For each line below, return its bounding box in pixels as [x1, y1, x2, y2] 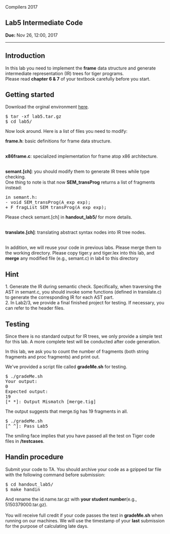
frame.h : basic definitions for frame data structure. [5, 138, 112, 144]
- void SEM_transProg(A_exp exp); [5, 199, 91, 205]
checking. [5, 174, 26, 180]
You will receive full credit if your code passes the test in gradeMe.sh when [5, 512, 163, 518]
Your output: [5, 379, 38, 384]
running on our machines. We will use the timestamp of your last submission [5, 517, 165, 523]
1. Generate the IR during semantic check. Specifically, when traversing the [5, 283, 162, 290]
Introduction [5, 52, 46, 60]
